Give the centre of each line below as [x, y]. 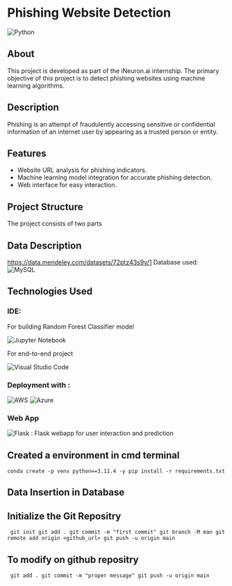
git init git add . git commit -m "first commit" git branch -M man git [118, 532]
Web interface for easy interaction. [67, 185]
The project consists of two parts [55, 223]
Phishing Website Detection [89, 13]
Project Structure [45, 207]
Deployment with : [39, 385]
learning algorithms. [36, 86]
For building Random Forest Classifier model [71, 326]
